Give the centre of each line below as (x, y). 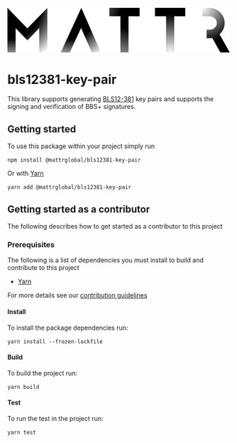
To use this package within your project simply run (81, 146)
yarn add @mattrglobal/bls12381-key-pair (70, 187)
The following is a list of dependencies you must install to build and (106, 260)
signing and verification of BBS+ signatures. (72, 107)
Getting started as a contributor (79, 209)
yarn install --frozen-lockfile (55, 342)
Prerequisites (31, 245)
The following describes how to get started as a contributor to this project (115, 226)
